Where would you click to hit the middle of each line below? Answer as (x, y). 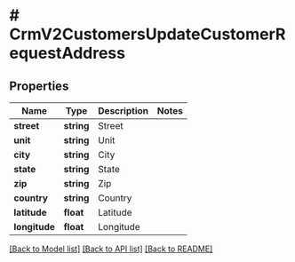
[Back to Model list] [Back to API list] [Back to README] (111, 249)
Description (123, 111)
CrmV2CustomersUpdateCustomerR (147, 34)
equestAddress (68, 53)
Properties (39, 86)
